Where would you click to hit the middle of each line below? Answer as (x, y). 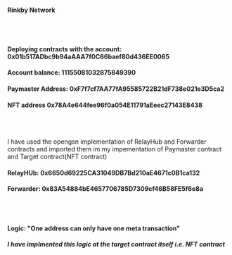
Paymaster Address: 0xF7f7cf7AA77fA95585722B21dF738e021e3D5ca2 (116, 89)
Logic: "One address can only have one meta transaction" (94, 228)
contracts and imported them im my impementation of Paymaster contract (115, 149)
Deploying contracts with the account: (65, 49)
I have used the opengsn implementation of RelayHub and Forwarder (107, 142)
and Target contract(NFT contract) (57, 157)
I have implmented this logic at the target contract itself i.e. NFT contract (116, 244)
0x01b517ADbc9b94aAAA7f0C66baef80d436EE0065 (89, 56)
